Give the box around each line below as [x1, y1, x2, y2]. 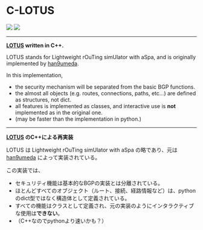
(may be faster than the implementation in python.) [14, 115, 142, 123]
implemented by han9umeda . [6, 60, 79, 67]
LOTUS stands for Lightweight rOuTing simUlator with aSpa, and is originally [6, 53, 196, 60]
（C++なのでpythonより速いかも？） [14, 217, 108, 224]
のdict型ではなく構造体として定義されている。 [14, 194, 130, 202]
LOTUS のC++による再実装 [6, 133, 74, 141]
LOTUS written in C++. [6, 42, 64, 49]
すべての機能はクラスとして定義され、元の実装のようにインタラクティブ [14, 202, 195, 209]
